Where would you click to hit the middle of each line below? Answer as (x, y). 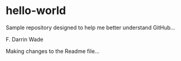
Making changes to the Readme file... (53, 51)
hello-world (36, 11)
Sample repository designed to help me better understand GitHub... (90, 27)
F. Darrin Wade (24, 39)
